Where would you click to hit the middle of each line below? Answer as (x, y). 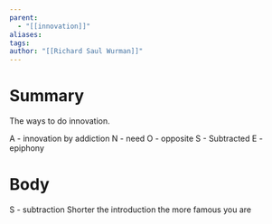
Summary (47, 96)
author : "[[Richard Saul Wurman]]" (76, 51)
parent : (24, 18)
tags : (19, 43)
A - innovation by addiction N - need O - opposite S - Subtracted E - (136, 139)
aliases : (26, 34)
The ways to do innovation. (60, 121)
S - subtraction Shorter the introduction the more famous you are (130, 210)
